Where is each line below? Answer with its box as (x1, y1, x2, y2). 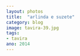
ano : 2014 (6, 41, 31, 47)
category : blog (6, 19, 44, 25)
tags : (6, 30, 19, 36)
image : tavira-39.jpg (6, 24, 59, 31)
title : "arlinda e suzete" (6, 14, 75, 20)
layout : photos (6, 8, 44, 15)
